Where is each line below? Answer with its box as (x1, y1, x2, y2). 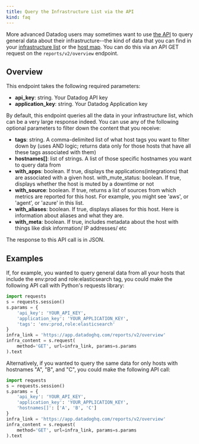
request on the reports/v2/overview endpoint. (6, 49, 119, 57)
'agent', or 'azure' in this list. (14, 199, 84, 207)
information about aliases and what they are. (14, 212, 124, 219)
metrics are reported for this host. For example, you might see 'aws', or (14, 193, 189, 200)
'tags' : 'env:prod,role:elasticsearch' (17, 321, 116, 327)
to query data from (14, 161, 61, 168)
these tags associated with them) (14, 149, 97, 156)
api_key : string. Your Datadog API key (14, 94, 108, 101)
